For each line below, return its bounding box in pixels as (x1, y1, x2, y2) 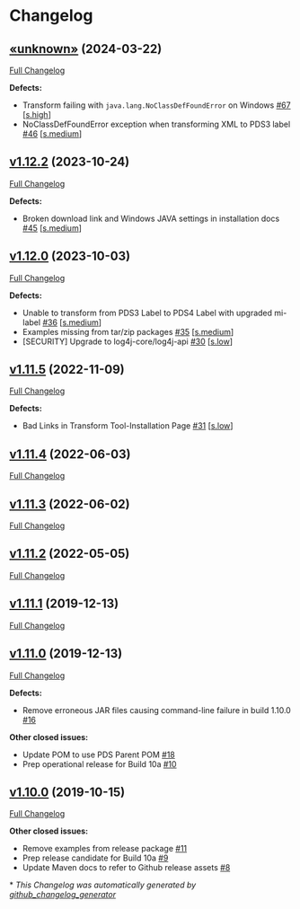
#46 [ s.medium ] (22, 128, 83, 139)
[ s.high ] (22, 110, 51, 119)
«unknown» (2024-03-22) (9, 41, 163, 57)
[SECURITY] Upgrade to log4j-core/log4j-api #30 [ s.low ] (22, 336, 234, 347)
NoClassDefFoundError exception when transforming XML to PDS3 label (22, 119, 291, 129)
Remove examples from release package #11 (22, 843, 188, 854)
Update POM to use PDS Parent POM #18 (22, 749, 175, 760)
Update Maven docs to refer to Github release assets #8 (22, 862, 231, 873)
